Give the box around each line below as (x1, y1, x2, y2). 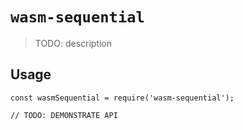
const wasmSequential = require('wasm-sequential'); (10, 93, 235, 103)
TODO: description (34, 37, 113, 49)
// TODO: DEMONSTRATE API (10, 110, 118, 120)
